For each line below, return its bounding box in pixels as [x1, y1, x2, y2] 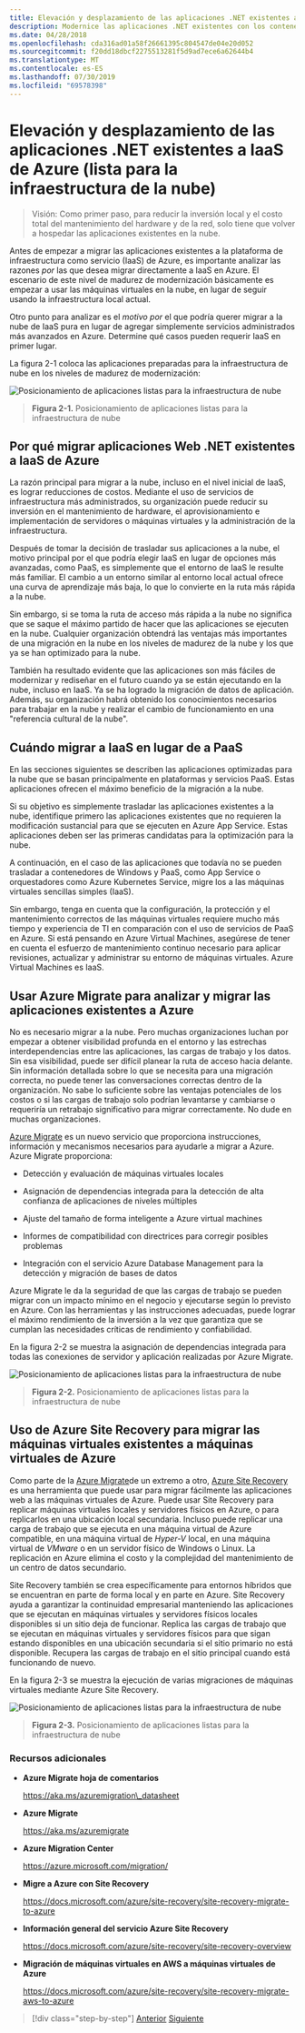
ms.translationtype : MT [9, 55, 100, 65]
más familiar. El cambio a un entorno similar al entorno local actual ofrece [9, 572, 284, 583]
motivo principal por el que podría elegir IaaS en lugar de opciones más [9, 552, 277, 564]
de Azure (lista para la [9, 158, 179, 179]
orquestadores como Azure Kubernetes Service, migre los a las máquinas [9, 877, 285, 888]
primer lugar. [9, 340, 57, 351]
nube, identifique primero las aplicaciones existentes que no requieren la [9, 810, 281, 821]
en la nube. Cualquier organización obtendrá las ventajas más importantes [9, 629, 288, 639]
